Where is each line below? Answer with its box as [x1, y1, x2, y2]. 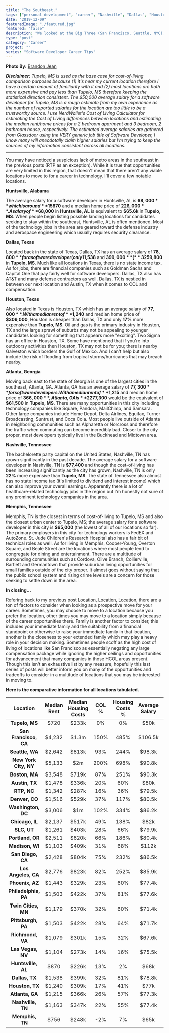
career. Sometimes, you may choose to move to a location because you [6, 607, 153, 613]
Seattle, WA [10, 748, 39, 755]
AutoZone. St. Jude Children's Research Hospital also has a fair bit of [6, 535, 149, 541]
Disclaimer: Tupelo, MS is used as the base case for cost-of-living [6, 73, 144, 79]
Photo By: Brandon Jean [6, 63, 57, 69]
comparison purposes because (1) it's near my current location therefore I [6, 78, 159, 84]
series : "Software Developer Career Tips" [6, 49, 96, 54]
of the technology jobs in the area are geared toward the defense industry [6, 224, 158, 230]
